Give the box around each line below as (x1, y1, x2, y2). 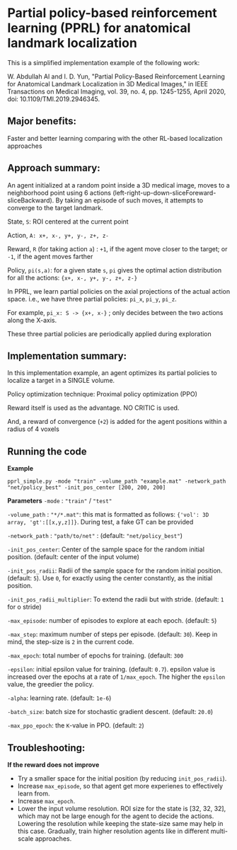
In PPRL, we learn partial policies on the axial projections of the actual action (7, 287, 231, 295)
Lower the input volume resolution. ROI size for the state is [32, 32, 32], (17, 805, 226, 812)
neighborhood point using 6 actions (7, 188, 112, 197)
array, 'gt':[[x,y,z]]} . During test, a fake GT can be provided (7, 518, 194, 527)
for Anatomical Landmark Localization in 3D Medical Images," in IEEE (7, 79, 209, 88)
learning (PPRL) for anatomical (7, 20, 191, 36)
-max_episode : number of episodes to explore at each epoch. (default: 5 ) (7, 616, 217, 625)
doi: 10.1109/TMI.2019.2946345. (7, 94, 100, 103)
